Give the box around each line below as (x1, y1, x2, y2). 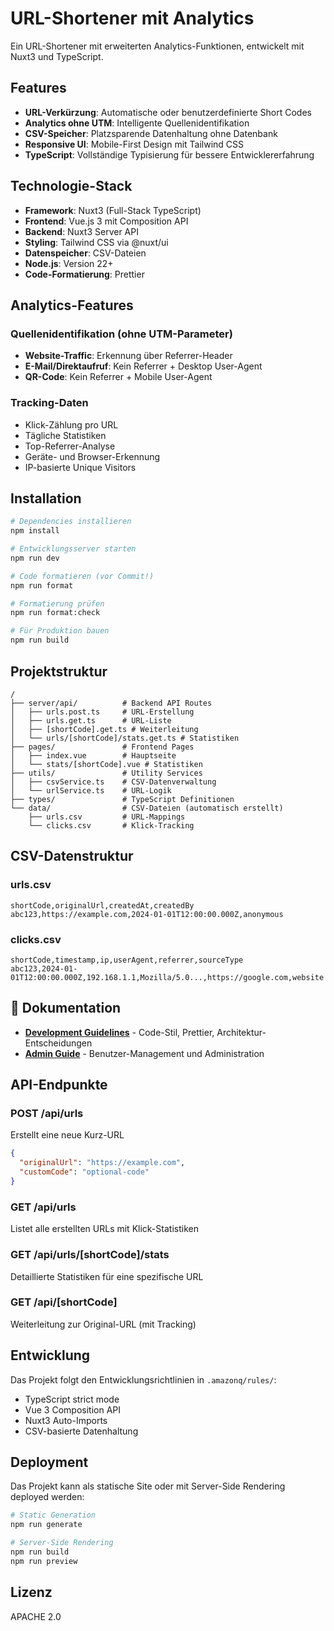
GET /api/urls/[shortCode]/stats (10, 1248, 170, 1262)
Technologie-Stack (10, 178, 133, 195)
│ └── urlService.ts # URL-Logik (10, 785, 172, 796)
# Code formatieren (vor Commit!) (10, 571, 155, 581)
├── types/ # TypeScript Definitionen (10, 794, 235, 804)
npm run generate (10, 1520, 83, 1530)
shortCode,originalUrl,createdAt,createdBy (10, 900, 195, 911)
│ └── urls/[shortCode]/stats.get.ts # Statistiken (10, 733, 240, 743)
